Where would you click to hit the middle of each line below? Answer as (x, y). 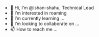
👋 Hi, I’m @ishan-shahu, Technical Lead (52, 8)
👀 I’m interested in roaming (38, 13)
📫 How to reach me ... (34, 29)
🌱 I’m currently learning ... (37, 18)
